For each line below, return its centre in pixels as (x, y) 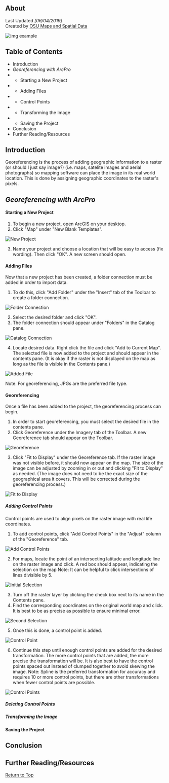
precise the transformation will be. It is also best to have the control (83, 661)
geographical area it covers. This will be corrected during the (76, 479)
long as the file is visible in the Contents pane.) (61, 364)
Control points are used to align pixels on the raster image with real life (79, 519)
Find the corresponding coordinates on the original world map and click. (88, 606)
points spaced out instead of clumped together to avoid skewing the (84, 666)
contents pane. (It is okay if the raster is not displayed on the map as (84, 359)
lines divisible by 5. (32, 575)
